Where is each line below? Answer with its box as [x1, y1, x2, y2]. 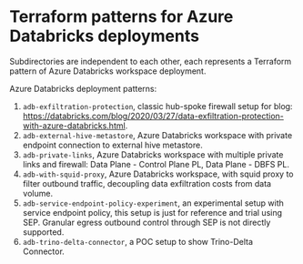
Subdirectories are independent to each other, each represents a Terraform [9, 56, 292, 66]
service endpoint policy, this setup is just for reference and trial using [22, 207, 283, 218]
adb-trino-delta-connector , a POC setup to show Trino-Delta [22, 236, 253, 247]
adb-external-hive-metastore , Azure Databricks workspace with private [22, 129, 293, 140]
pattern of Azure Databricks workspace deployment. [9, 66, 207, 76]
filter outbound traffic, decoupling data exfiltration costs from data [22, 178, 271, 188]
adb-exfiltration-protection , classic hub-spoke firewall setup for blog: [22, 100, 293, 111]
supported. [22, 226, 65, 238]
